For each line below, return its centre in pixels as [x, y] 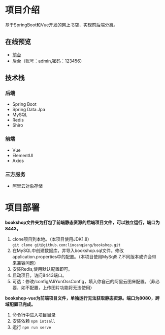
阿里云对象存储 [27, 186]
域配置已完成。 [20, 304]
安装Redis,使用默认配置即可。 [42, 269]
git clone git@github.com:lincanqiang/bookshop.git [66, 245]
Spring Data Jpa [29, 110]
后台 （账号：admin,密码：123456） [48, 61]
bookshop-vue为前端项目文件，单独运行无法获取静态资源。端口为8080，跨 [82, 298]
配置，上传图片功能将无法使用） [62, 288]
